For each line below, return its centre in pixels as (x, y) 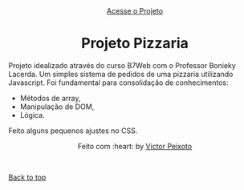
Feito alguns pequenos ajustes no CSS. (73, 131)
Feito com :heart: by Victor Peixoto (135, 146)
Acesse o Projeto (135, 11)
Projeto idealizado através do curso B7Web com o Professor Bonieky (122, 65)
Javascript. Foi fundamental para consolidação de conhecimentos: (118, 83)
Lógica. (33, 115)
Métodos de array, (50, 98)
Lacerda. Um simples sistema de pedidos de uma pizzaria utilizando (121, 74)
